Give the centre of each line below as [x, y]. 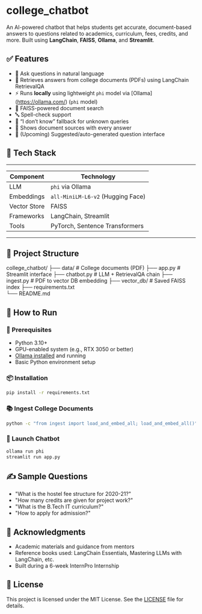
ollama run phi [25, 451]
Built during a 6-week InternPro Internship [67, 566]
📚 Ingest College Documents [50, 409]
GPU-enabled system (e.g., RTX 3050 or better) [74, 349]
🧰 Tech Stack [31, 153]
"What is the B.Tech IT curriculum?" [59, 507]
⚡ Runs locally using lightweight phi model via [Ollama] [84, 93]
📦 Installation [27, 378]
